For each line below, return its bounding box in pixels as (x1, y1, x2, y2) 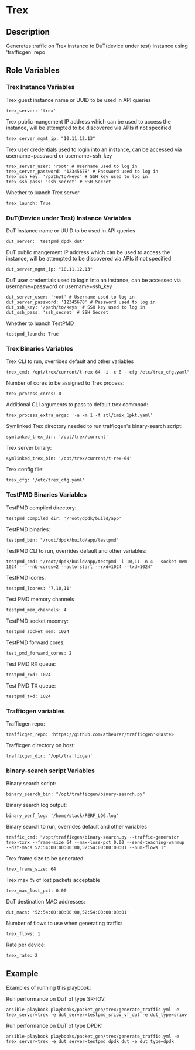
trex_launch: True (6, 200, 51, 206)
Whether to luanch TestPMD (6, 320, 74, 327)
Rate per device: (6, 941, 46, 949)
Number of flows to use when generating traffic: (6, 920, 122, 927)
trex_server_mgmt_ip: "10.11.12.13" (6, 135, 95, 141)
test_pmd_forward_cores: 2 (6, 650, 72, 656)
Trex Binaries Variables (6, 344, 73, 353)
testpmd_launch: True (6, 331, 59, 337)
